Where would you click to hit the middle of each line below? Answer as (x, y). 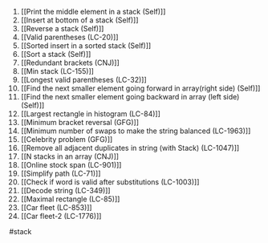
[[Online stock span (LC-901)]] (71, 165)
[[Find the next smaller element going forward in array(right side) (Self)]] (140, 88)
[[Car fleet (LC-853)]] (56, 207)
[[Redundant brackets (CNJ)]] (70, 63)
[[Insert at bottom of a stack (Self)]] (79, 20)
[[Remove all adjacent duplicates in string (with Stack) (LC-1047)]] (130, 148)
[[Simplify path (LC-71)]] (61, 173)
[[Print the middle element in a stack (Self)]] (93, 12)
